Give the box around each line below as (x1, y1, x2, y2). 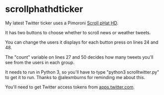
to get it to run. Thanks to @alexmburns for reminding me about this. (5, 74, 146, 80)
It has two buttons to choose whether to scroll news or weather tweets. (5, 29, 151, 35)
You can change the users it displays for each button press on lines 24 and (5, 39, 159, 45)
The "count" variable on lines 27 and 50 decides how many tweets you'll (5, 54, 154, 60)
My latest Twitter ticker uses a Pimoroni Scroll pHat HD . (5, 20, 118, 26)
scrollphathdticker (5, 3, 83, 15)
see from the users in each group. (5, 59, 75, 65)
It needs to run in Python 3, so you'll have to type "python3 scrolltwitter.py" (5, 69, 160, 75)
